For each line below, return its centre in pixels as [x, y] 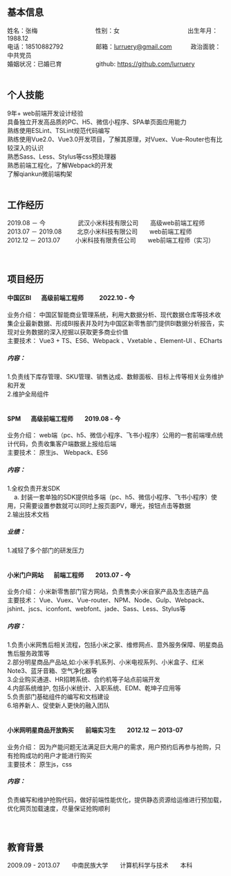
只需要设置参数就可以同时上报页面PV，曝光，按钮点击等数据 [105, 506]
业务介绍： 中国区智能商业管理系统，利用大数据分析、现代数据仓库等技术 [111, 315]
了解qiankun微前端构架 [40, 174]
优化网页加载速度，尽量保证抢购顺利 [59, 809]
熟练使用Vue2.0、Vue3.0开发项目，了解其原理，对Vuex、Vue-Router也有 [112, 139]
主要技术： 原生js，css [40, 764]
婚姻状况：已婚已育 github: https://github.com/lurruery [101, 64]
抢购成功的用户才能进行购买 [52, 755]
